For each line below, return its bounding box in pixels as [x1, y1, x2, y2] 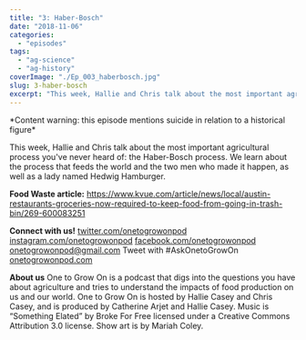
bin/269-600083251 [9, 207, 86, 218]
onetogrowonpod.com [9, 254, 93, 265]
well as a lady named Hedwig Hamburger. [9, 170, 166, 182]
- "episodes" [17, 38, 67, 48]
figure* [9, 124, 36, 135]
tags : [9, 47, 30, 56]
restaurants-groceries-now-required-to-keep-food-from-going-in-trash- [9, 197, 283, 209]
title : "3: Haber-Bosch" [9, 13, 104, 23]
